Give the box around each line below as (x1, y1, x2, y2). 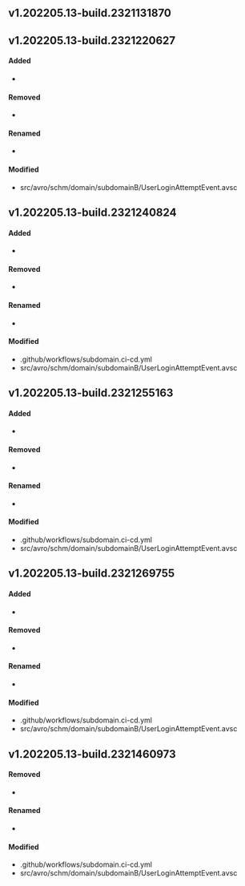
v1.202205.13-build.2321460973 (8, 747, 176, 761)
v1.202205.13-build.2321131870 (8, 6, 172, 20)
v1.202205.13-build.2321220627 (8, 34, 176, 47)
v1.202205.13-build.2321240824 (8, 205, 177, 219)
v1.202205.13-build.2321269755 (8, 567, 175, 581)
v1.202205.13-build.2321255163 (8, 386, 174, 400)
